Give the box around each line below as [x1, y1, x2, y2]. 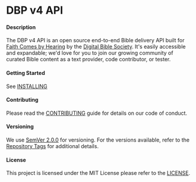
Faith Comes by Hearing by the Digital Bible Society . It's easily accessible [6, 43, 186, 51]
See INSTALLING [6, 83, 48, 90]
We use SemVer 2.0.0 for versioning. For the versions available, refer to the [6, 136, 190, 143]
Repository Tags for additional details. [6, 143, 99, 149]
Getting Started [6, 69, 46, 76]
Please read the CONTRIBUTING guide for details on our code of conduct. [6, 109, 188, 117]
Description [6, 23, 36, 30]
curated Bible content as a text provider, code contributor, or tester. [6, 56, 171, 63]
